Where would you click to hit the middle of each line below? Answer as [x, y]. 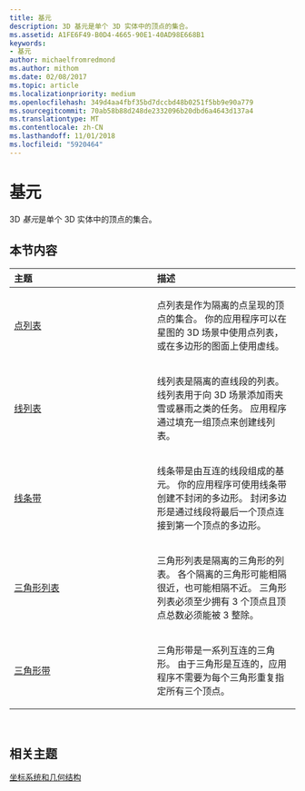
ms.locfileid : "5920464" [56, 144]
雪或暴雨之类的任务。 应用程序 [222, 408]
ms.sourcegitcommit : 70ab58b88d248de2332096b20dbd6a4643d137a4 [132, 111]
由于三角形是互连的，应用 [232, 664]
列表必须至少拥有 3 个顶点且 [217, 601]
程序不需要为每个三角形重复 [216, 677]
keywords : [28, 43]
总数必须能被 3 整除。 [212, 615]
